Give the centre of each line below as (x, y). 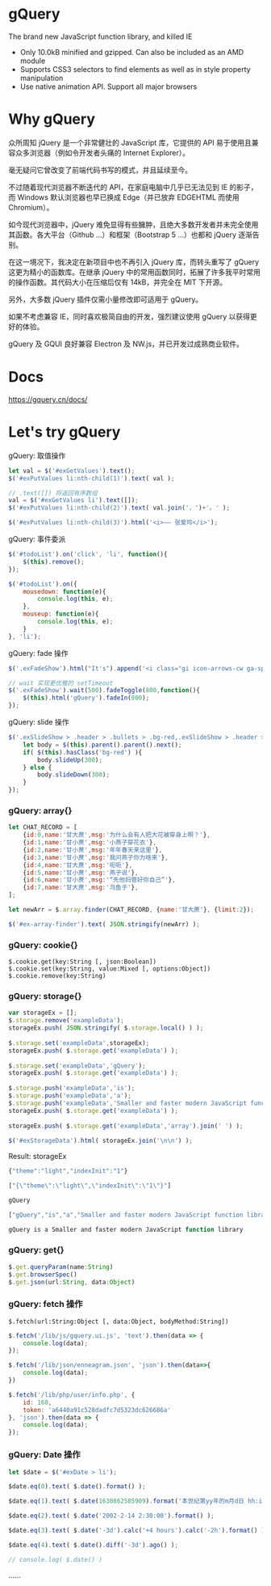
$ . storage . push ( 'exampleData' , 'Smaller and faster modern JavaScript (128, 1103)
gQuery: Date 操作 (44, 1455)
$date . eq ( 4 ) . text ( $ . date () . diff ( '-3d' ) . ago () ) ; (94, 1545)
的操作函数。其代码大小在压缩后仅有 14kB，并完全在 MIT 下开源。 (118, 282)
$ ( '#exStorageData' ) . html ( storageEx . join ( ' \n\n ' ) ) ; (101, 1141)
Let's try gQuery (65, 432)
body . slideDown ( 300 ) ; (74, 775)
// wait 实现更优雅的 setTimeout (61, 683)
